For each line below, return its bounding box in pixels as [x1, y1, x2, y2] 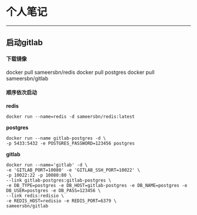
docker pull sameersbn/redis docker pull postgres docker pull [6, 69, 155, 76]
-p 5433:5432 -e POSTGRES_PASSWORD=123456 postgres [6, 140, 135, 146]
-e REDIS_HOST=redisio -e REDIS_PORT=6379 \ [6, 197, 117, 204]
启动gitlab [6, 37, 43, 47]
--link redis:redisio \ [6, 193, 64, 199]
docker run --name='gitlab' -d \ [6, 162, 88, 168]
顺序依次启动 [6, 89, 37, 96]
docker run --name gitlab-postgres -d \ [6, 135, 107, 141]
